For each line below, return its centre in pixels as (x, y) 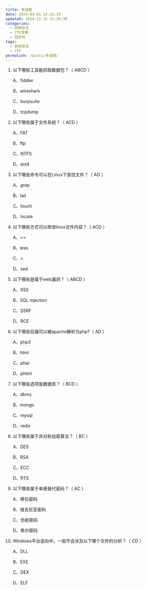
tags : (11, 42)
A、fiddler (23, 81)
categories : (18, 23)
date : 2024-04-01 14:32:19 (33, 14)
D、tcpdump (26, 112)
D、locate (23, 217)
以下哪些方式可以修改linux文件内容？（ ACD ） (60, 227)
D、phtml (22, 374)
